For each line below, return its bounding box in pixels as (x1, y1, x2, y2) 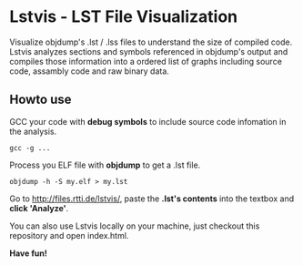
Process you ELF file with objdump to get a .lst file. (9, 159, 201, 170)
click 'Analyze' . (9, 202, 69, 213)
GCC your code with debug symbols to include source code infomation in (9, 116, 287, 127)
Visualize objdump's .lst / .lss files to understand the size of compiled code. (9, 36, 293, 47)
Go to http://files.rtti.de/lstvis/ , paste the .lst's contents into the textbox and (9, 193, 295, 204)
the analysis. (9, 126, 57, 137)
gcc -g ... (9, 143, 51, 152)
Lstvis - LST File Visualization (9, 6, 238, 27)
